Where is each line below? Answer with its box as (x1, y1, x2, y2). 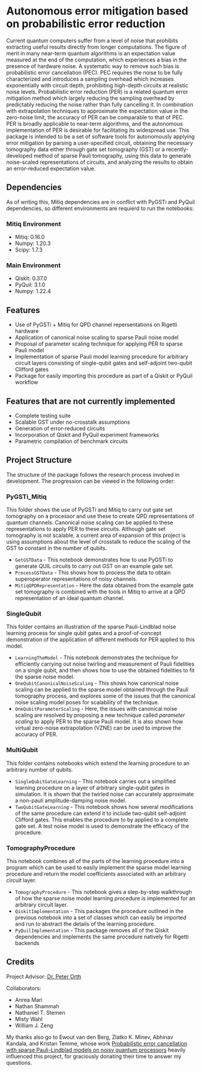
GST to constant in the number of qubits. (6, 545, 107, 552)
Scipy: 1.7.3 (14, 246, 43, 253)
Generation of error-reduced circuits (14, 424, 105, 432)
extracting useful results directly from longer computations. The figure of (6, 43, 187, 51)
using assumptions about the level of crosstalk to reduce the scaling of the (6, 538, 191, 545)
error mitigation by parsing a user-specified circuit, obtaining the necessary (6, 139, 193, 146)
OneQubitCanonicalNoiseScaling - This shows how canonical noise (14, 680, 179, 687)
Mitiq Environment (6, 220, 61, 228)
